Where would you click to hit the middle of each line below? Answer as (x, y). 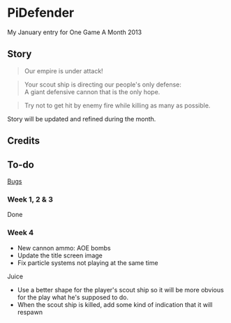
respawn (30, 312)
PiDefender (41, 13)
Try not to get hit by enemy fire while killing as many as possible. (117, 105)
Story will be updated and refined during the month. (82, 119)
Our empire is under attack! (64, 70)
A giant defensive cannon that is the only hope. (92, 91)
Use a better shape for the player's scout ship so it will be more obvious (121, 290)
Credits (24, 141)
